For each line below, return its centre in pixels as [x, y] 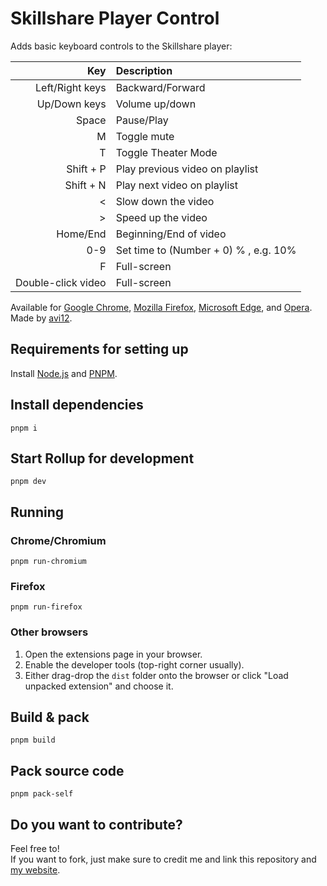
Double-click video [61, 282]
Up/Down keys [71, 104]
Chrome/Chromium [58, 540]
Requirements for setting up [99, 349]
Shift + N [85, 185]
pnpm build [33, 740]
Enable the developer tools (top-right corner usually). [134, 664]
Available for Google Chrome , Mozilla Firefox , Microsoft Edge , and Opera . [161, 307]
